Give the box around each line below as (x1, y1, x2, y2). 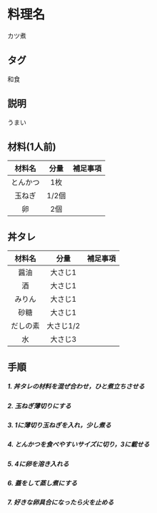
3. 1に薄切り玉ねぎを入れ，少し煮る (7, 420, 112, 429)
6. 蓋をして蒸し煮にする (7, 479, 77, 487)
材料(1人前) (7, 141, 56, 153)
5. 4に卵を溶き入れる (7, 459, 69, 468)
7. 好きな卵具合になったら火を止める (7, 498, 114, 507)
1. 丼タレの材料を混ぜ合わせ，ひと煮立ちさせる (7, 382, 145, 391)
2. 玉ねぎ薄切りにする (7, 401, 71, 410)
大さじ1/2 (46, 321, 81, 331)
